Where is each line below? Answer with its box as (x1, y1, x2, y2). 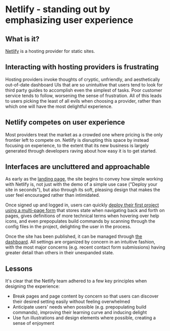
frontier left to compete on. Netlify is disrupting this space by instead (5, 137, 149, 143)
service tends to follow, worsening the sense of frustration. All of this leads (5, 93, 162, 99)
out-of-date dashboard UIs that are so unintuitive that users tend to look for (5, 81, 163, 87)
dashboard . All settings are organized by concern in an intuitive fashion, (5, 239, 156, 245)
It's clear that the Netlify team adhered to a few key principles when (5, 278, 147, 284)
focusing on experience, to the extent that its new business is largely (5, 142, 149, 148)
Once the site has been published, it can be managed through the (5, 233, 143, 239)
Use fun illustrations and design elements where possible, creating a (12, 315, 156, 321)
